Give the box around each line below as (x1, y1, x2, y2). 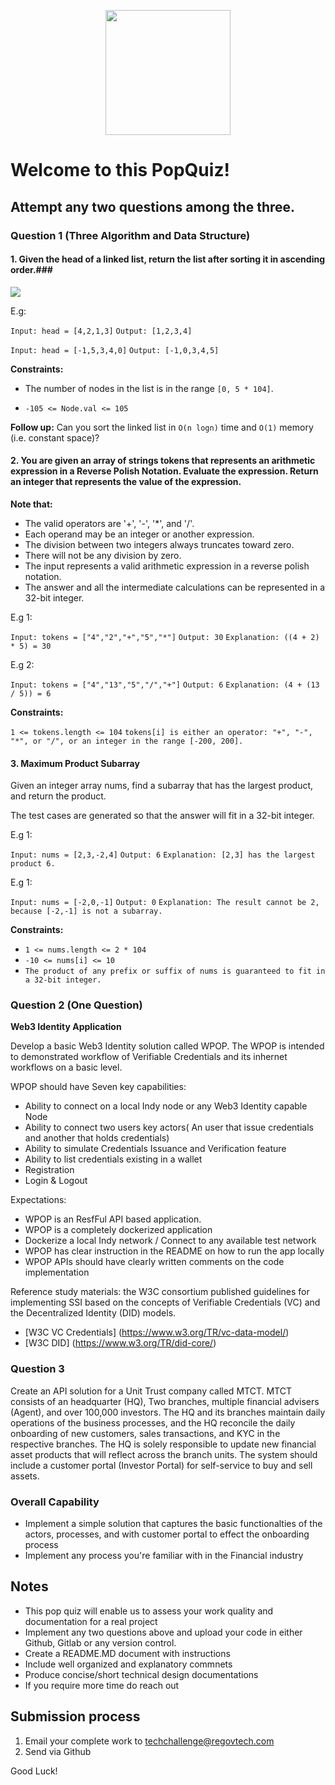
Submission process (10, 1708, 141, 1725)
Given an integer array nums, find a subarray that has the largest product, (10, 780, 314, 792)
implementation (24, 1266, 90, 1279)
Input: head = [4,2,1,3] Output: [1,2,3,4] (10, 326, 193, 336)
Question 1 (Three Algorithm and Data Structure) (10, 228, 251, 242)
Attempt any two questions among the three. (10, 198, 296, 215)
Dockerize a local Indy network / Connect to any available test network (24, 1235, 317, 1247)
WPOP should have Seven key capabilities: (10, 1081, 187, 1093)
